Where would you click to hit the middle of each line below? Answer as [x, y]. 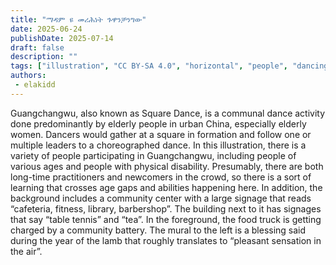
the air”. [26, 251]
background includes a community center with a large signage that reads [161, 198]
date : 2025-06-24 [46, 29]
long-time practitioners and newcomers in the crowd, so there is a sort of [161, 177]
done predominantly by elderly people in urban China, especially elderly [158, 123]
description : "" [44, 57]
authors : [28, 76]
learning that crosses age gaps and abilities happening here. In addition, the [166, 187]
